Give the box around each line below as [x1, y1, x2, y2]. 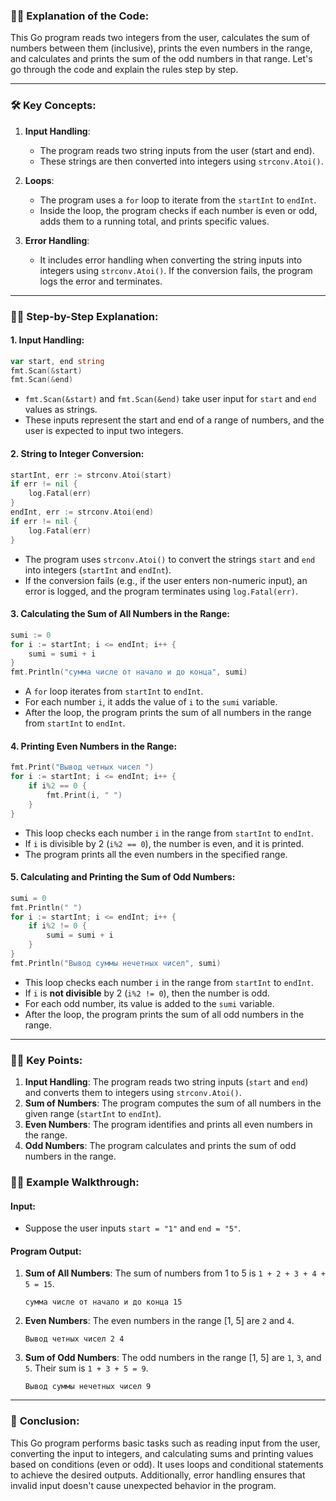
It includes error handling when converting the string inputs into [39, 254, 303, 266]
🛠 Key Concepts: [10, 99, 97, 113]
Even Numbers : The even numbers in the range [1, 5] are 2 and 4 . [24, 1315, 295, 1327]
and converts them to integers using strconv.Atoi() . [24, 1087, 242, 1099]
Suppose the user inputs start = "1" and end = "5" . [24, 1222, 242, 1234]
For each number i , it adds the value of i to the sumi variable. [24, 696, 278, 708]
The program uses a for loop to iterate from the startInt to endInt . [39, 194, 317, 206]
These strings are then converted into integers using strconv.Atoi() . [39, 155, 324, 167]
